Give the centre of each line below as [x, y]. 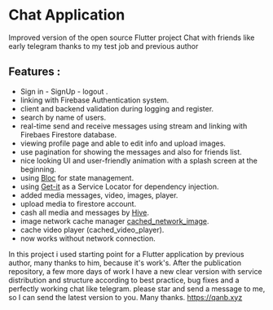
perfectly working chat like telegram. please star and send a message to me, [137, 288]
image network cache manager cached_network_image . [114, 220]
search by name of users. [63, 117]
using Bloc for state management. [77, 177]
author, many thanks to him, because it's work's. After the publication [125, 263]
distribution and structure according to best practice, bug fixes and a [124, 280]
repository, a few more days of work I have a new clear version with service [135, 271]
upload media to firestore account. [78, 203]
